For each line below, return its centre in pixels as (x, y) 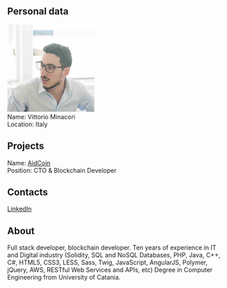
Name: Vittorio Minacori (41, 116)
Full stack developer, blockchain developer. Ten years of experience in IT (112, 248)
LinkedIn (19, 209)
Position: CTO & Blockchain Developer (62, 170)
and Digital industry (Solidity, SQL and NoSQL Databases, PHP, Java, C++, (114, 255)
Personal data (38, 12)
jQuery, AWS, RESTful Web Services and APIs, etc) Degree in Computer (110, 270)
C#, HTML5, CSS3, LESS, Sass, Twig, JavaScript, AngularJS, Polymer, (108, 263)
